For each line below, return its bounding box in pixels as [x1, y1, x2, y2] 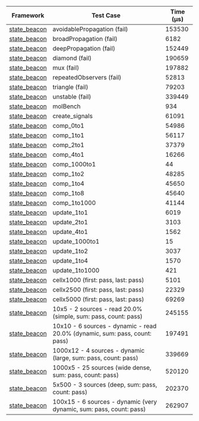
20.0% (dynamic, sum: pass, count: [52, 330, 152, 337]
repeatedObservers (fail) [52, 74, 121, 81]
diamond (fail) [52, 54, 92, 62]
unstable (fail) [52, 93, 92, 100]
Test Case [91, 11, 121, 20]
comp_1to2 [52, 170, 85, 178]
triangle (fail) [52, 83, 89, 91]
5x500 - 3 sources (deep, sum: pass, [52, 381, 158, 388]
